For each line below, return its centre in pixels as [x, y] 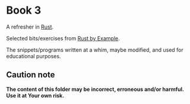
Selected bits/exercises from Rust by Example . [63, 38]
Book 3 [24, 10]
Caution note [31, 75]
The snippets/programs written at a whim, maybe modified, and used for [95, 50]
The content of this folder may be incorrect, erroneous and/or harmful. [95, 89]
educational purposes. [34, 56]
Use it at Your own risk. [35, 95]
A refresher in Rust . [30, 27]
